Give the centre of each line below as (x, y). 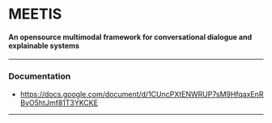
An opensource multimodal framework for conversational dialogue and (130, 36)
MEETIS (35, 14)
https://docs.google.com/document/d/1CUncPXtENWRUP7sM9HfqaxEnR (142, 94)
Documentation (40, 76)
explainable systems (44, 45)
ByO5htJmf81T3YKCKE (59, 103)
